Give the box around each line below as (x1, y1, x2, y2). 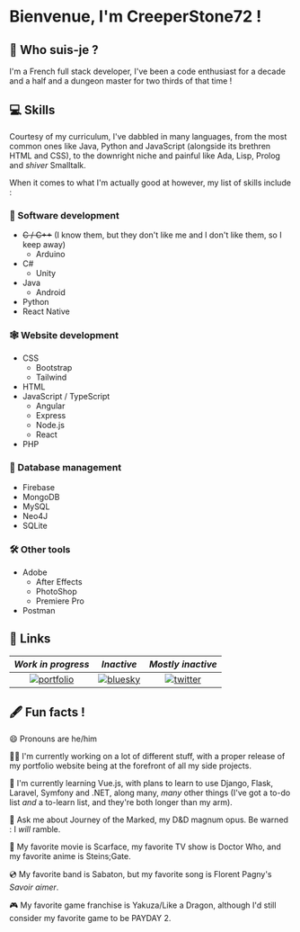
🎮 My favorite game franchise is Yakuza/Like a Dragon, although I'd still (9, 900, 277, 910)
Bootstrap (35, 363, 73, 373)
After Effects (35, 577, 83, 587)
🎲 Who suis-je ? (9, 42, 99, 58)
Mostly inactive (148, 658, 217, 670)
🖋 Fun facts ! (9, 704, 85, 721)
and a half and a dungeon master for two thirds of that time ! (9, 76, 233, 86)
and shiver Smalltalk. (9, 159, 87, 170)
